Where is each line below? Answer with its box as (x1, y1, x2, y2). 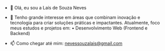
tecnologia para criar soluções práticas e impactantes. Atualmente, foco (10, 20, 160, 25)
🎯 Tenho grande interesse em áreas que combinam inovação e (10, 14, 140, 20)
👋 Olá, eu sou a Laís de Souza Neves (10, 5, 87, 10)
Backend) (10, 30, 30, 36)
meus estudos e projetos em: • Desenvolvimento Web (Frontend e (10, 25, 148, 31)
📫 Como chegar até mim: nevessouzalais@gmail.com (10, 40, 123, 46)
